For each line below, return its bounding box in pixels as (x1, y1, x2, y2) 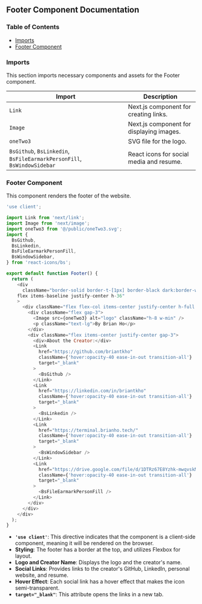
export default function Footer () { (6, 270, 98, 276)
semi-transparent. (14, 584, 60, 592)
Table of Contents (6, 23, 60, 31)
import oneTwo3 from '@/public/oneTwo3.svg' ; (6, 226, 122, 232)
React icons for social (128, 150, 189, 158)
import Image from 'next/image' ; (6, 220, 90, 226)
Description (143, 92, 178, 101)
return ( (11, 276, 34, 282)
